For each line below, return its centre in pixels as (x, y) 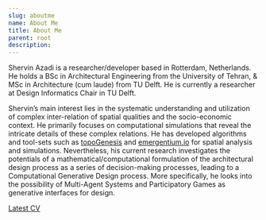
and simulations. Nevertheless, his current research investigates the (119, 151)
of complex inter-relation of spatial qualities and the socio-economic (120, 117)
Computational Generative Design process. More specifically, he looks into (130, 176)
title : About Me (35, 30)
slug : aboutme (32, 15)
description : (30, 45)
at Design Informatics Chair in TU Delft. (72, 93)
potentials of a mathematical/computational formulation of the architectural (131, 159)
